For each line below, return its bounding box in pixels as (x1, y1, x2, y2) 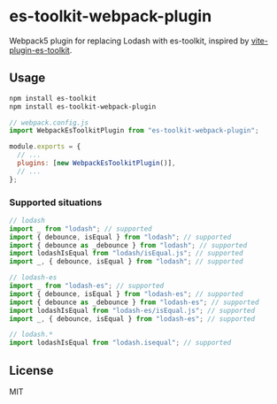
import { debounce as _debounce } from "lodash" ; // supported (9, 240, 248, 249)
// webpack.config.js (9, 118, 89, 127)
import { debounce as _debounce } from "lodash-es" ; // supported (9, 298, 259, 307)
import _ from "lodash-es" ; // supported (9, 281, 165, 291)
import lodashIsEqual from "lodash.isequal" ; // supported (9, 339, 232, 347)
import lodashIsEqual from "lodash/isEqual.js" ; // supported (9, 249, 243, 258)
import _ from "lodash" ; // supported (9, 224, 152, 233)
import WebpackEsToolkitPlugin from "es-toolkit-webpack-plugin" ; (9, 126, 259, 135)
